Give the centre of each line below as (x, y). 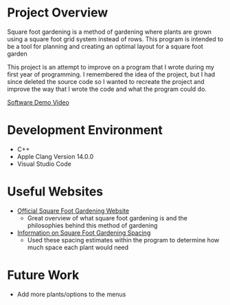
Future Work (43, 275)
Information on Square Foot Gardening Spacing (84, 233)
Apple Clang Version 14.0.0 (55, 156)
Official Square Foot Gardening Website (73, 211)
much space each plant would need (78, 247)
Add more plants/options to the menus (71, 294)
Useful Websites (55, 192)
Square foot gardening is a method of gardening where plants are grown (109, 32)
